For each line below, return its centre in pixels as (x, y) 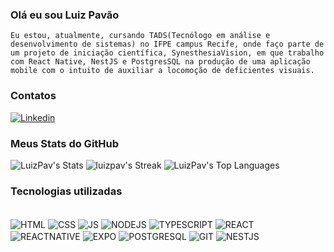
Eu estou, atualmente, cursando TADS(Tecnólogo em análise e (140, 36)
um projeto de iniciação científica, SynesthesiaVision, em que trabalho (167, 53)
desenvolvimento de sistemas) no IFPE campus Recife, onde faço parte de (167, 44)
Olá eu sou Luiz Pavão (65, 15)
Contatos (33, 96)
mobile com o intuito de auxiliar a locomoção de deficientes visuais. (162, 71)
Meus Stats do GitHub (65, 143)
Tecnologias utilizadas (66, 191)
